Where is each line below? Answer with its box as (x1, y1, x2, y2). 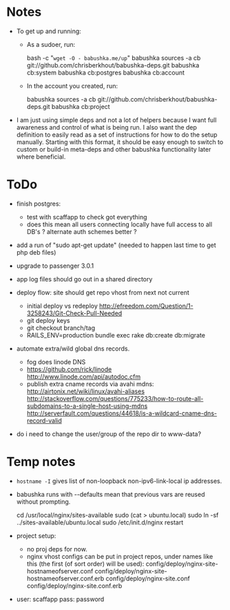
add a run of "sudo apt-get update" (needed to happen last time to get (16, 241, 216, 249)
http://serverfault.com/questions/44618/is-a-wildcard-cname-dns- (26, 409, 218, 417)
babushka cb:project (51, 102, 111, 110)
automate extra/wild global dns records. (16, 344, 130, 353)
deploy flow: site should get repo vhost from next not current (16, 288, 190, 297)
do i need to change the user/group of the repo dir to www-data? (16, 429, 201, 438)
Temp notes (6, 454, 76, 470)
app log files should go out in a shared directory (16, 275, 153, 283)
